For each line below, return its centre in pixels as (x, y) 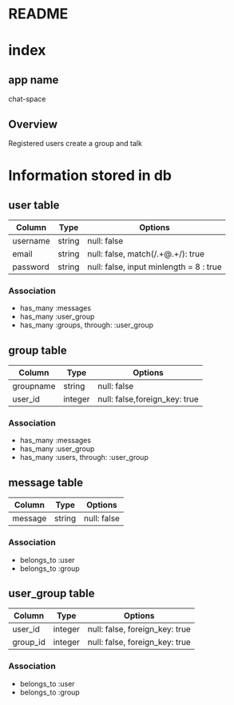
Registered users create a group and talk (75, 143)
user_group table (52, 593)
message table (46, 483)
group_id (29, 642)
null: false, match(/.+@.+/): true (146, 254)
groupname (34, 386)
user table (34, 205)
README (38, 14)
